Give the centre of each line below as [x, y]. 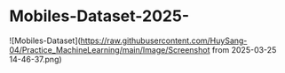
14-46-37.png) [36, 59]
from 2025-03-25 [244, 49]
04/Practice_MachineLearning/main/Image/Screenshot [110, 49]
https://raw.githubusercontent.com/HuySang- [164, 40]
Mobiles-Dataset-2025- [99, 16]
